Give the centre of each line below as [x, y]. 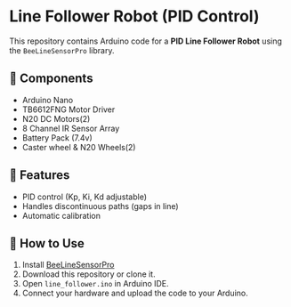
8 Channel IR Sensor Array [71, 128]
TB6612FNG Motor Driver [69, 109]
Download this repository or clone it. [89, 274]
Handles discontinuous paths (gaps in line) [101, 206]
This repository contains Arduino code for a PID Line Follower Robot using [146, 41]
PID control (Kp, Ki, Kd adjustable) [85, 197]
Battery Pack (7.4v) [57, 137]
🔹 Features [40, 175]
